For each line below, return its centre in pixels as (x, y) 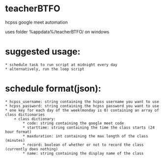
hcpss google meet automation (36, 22)
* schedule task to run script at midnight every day (61, 64)
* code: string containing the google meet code (73, 123)
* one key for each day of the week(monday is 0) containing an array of (82, 110)
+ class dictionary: (35, 119)
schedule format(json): (53, 89)
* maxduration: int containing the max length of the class (85, 136)
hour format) (18, 132)
